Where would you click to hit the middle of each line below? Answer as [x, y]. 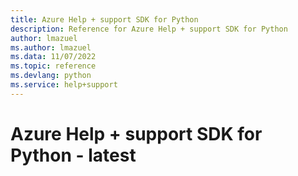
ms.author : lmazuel [51, 47]
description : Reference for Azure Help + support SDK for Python [149, 29]
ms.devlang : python [51, 76]
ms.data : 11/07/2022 [53, 57]
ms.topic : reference [53, 66]
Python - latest [73, 155]
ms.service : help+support [64, 85]
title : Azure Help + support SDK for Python [104, 19]
